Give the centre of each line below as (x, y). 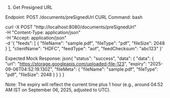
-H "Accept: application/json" (36, 38)
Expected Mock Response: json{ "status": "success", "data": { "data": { (80, 58)
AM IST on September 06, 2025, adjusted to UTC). (58, 90)
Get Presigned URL (32, 7)
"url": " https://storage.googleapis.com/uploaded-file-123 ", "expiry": (76, 64)
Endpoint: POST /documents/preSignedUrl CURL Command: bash (74, 17)
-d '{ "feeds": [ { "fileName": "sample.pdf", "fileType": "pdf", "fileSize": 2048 (85, 43)
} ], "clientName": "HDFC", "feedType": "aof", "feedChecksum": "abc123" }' (84, 48)
